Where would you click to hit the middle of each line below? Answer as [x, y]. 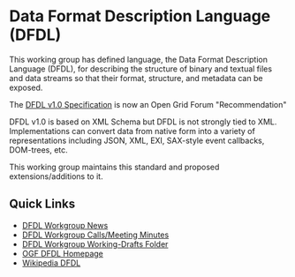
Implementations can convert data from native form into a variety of [132, 131]
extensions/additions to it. [56, 176]
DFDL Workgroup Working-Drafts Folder [95, 243]
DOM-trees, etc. [38, 150]
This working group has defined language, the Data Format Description [138, 59]
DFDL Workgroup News [65, 225]
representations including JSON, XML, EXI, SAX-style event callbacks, [137, 140]
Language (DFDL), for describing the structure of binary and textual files [140, 69]
